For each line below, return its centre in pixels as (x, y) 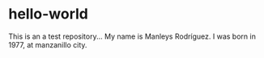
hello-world (49, 14)
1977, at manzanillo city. (48, 44)
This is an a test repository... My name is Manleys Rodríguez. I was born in (132, 36)
